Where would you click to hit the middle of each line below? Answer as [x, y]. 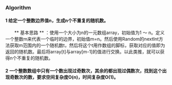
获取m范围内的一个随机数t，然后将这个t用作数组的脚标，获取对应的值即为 [87, 45]
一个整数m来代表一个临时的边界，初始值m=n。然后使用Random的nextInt [82, 39]
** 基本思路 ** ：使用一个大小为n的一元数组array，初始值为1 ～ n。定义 [90, 33]
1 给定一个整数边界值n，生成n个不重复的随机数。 [57, 20]
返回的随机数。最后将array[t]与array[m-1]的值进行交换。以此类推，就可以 [83, 52]
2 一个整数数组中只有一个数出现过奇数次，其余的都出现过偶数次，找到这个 [84, 71]
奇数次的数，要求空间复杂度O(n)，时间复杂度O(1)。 [64, 77]
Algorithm [18, 8]
